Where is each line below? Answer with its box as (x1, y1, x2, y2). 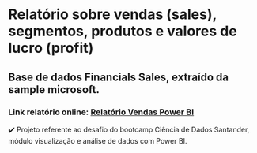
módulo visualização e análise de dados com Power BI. (8, 136, 187, 145)
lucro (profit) (8, 39, 94, 57)
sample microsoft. (8, 83, 100, 96)
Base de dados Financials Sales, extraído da (8, 70, 229, 84)
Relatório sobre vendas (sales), (8, 6, 217, 24)
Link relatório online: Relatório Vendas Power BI (8, 106, 195, 118)
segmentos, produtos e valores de (8, 22, 237, 40)
